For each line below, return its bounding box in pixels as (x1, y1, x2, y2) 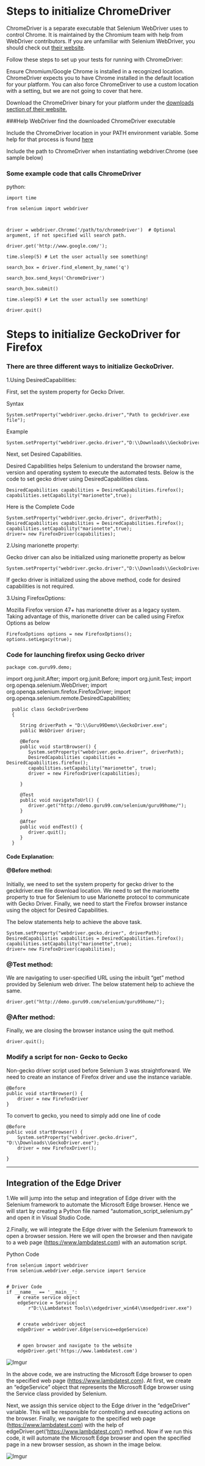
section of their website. (6, 105, 67, 112)
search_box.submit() (6, 286, 59, 292)
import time (6, 195, 37, 201)
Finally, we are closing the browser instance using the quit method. (6, 1027, 175, 1034)
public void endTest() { (20, 824, 84, 830)
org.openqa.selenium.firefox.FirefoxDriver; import (6, 688, 131, 695)
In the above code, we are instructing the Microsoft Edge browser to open (6, 1370, 192, 1377)
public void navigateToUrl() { (20, 797, 99, 804)
